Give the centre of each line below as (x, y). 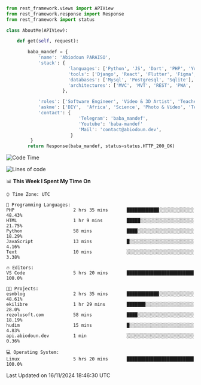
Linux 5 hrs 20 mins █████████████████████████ (100, 359)
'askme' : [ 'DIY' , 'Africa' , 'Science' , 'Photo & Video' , (112, 107)
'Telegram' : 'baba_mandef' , (113, 118)
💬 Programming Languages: (38, 205)
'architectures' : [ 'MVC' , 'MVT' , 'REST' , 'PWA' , (130, 85)
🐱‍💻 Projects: (22, 289)
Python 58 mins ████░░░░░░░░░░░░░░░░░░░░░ (100, 231)
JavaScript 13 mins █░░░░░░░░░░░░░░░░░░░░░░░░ (100, 242)
